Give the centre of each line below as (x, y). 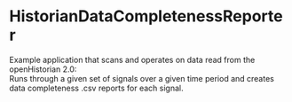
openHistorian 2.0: (43, 69)
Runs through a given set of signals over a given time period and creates (142, 78)
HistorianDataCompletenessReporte (146, 16)
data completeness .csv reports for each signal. (96, 88)
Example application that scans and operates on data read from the (132, 59)
